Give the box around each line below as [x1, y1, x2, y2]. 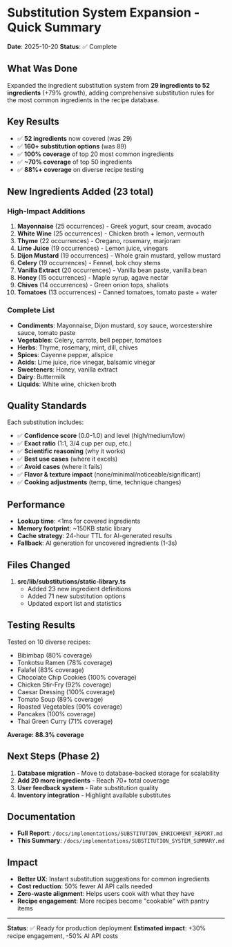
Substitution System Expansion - [7, 5, 200, 21]
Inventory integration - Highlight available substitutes [17, 791, 171, 799]
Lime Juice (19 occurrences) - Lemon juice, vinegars [17, 244, 168, 253]
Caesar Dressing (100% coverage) [17, 687, 115, 696]
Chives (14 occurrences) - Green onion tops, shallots [17, 281, 169, 289]
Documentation [7, 811, 76, 823]
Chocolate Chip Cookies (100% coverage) [17, 673, 137, 681]
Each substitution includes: [7, 418, 84, 426]
